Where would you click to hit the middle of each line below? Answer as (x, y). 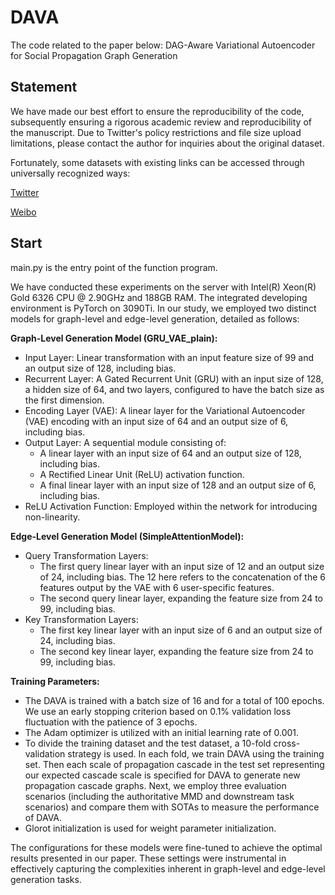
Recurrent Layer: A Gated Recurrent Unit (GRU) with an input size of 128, (174, 378)
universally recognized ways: (70, 173)
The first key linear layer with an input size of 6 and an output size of (181, 630)
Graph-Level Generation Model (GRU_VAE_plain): (114, 338)
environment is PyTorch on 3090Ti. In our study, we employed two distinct (163, 308)
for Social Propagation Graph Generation (94, 55)
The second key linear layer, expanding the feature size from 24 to (176, 651)
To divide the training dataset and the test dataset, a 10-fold (148, 743)
